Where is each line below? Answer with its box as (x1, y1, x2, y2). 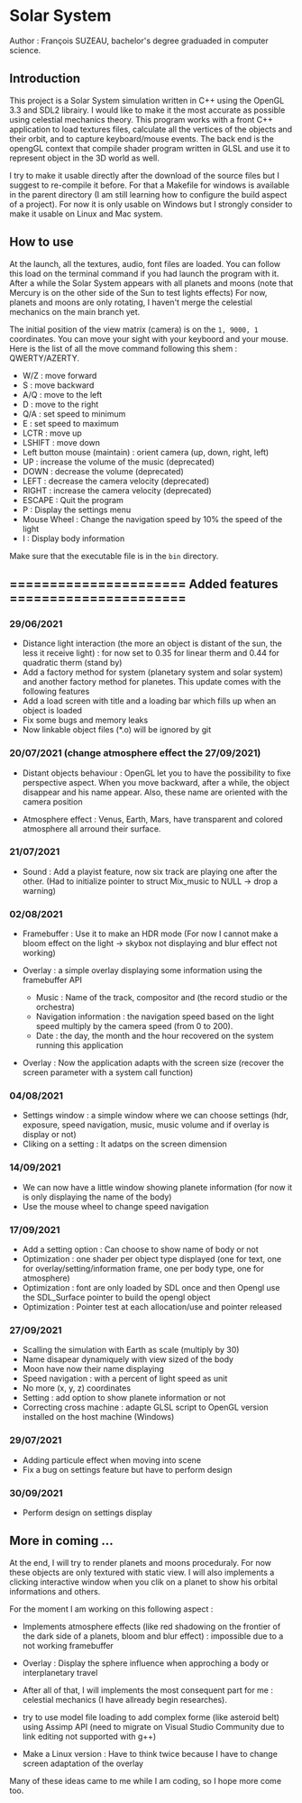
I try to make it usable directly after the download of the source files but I (9, 170, 279, 180)
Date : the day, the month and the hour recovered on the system (35, 1030, 274, 1042)
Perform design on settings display (22, 1507, 153, 1518)
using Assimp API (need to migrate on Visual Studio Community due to (22, 1721, 285, 1732)
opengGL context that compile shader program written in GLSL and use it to (9, 143, 291, 153)
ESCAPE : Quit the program (22, 494, 124, 505)
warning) (22, 885, 57, 896)
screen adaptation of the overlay (22, 1758, 144, 1769)
